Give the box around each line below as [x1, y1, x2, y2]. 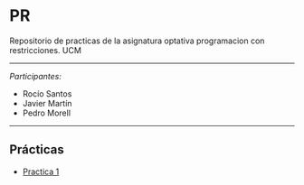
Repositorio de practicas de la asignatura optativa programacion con [9, 35, 265, 46]
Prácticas [9, 142, 65, 158]
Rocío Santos [22, 88, 72, 99]
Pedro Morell [22, 107, 71, 118]
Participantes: [9, 70, 62, 81]
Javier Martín [22, 97, 72, 108]
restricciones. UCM [9, 44, 81, 55]
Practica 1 [22, 166, 60, 177]
